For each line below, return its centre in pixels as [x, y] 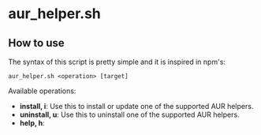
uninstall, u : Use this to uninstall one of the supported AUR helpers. [129, 114]
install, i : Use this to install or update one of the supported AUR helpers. [136, 106]
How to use [36, 43]
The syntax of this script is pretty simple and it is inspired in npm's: [117, 62]
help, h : [32, 123]
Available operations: [42, 91]
